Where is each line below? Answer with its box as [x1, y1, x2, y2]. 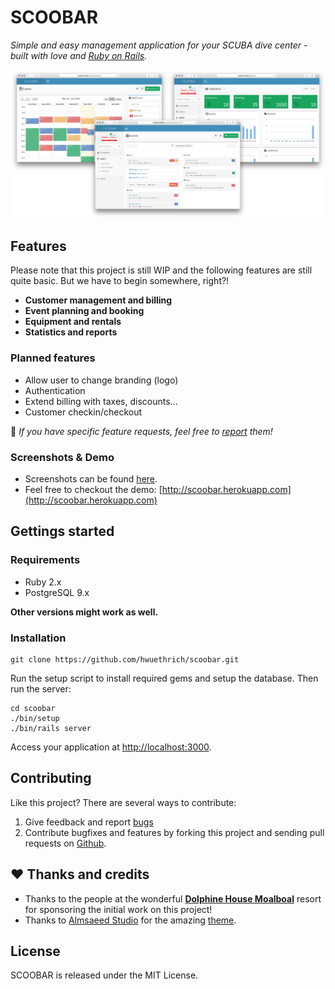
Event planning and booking [24, 305, 145, 317]
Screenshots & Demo [10, 450, 115, 464]
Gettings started [10, 523, 115, 540]
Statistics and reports [24, 326, 118, 338]
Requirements [10, 553, 81, 567]
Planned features [10, 351, 96, 365]
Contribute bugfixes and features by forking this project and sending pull [24, 826, 325, 838]
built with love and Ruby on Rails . [10, 49, 148, 61]
